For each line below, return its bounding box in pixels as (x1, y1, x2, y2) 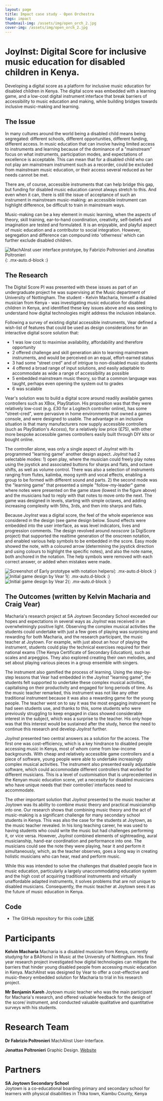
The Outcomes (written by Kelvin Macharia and (5, 593, 151, 601)
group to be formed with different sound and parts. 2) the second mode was (5, 477, 158, 483)
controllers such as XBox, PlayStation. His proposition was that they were (5, 400, 152, 406)
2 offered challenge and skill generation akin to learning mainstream (12, 349, 148, 355)
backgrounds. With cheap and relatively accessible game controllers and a (5, 751, 154, 757)
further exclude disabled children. (5, 237, 73, 243)
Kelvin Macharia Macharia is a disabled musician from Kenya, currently (5, 949, 148, 955)
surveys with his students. (5, 1005, 57, 1011)
